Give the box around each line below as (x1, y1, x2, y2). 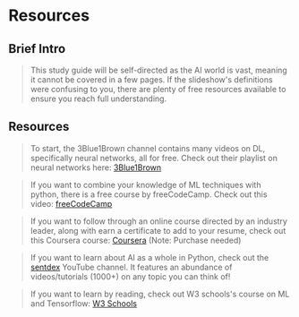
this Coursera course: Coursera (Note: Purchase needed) (30, 235, 242, 245)
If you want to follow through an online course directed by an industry (30, 216, 288, 227)
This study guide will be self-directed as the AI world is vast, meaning (30, 64, 287, 75)
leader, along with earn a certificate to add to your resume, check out (30, 225, 286, 236)
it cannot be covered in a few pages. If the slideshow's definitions (30, 74, 274, 85)
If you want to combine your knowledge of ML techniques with (30, 179, 261, 190)
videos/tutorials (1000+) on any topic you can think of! (30, 270, 231, 282)
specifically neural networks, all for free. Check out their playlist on (30, 152, 278, 163)
